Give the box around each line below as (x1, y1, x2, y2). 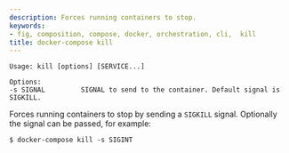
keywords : (9, 21, 46, 30)
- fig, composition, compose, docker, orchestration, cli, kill (9, 29, 256, 38)
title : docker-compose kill (9, 37, 114, 47)
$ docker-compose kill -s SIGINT (9, 135, 133, 145)
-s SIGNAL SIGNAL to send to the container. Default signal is (9, 85, 280, 94)
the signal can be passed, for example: (9, 118, 151, 129)
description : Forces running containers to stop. (9, 12, 197, 22)
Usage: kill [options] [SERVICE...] (9, 62, 145, 71)
